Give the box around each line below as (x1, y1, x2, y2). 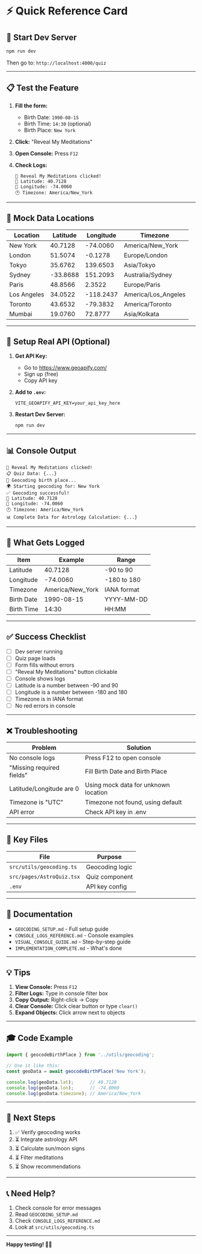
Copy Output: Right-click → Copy (14, 996, 99, 1003)
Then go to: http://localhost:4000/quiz (6, 59, 106, 66)
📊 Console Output (6, 446, 77, 456)
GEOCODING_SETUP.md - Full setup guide (14, 925, 109, 932)
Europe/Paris (123, 280, 161, 289)
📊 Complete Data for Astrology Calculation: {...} (6, 514, 138, 520)
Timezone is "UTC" (9, 798, 64, 806)
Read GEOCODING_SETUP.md (14, 1211, 78, 1218)
